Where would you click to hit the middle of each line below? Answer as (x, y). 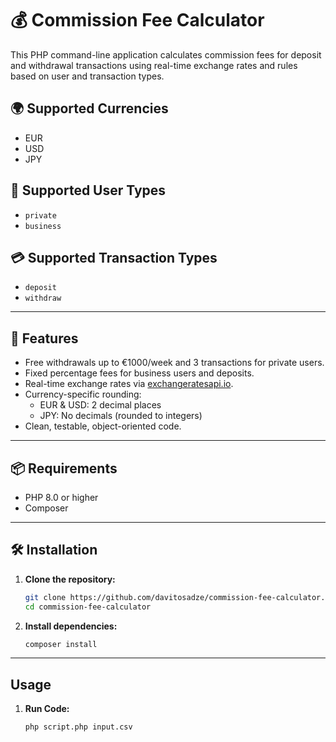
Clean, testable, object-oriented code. (103, 426)
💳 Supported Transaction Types (114, 257)
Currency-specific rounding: (83, 394)
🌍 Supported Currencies (89, 108)
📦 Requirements (64, 468)
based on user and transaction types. (87, 76)
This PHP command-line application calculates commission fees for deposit (166, 54)
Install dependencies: (71, 626)
